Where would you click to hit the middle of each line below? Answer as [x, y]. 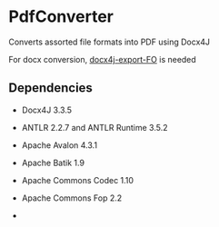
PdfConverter [61, 17]
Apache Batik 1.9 [53, 163]
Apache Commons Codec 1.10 [77, 180]
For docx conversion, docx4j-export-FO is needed [102, 59]
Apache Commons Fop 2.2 [72, 198]
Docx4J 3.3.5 [47, 110]
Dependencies [50, 88]
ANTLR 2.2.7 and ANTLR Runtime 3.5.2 [95, 127]
